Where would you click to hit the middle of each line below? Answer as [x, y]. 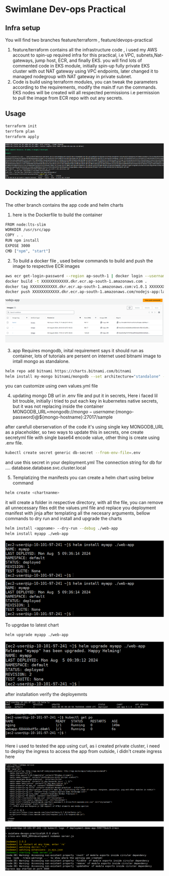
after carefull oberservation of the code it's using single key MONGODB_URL [84, 427]
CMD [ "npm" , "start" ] [28, 251]
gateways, [23, 60]
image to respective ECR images [46, 266]
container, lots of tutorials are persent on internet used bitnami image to [87, 356]
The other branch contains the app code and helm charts [64, 205]
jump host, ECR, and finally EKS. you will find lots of [89, 60]
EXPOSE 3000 [18, 246]
